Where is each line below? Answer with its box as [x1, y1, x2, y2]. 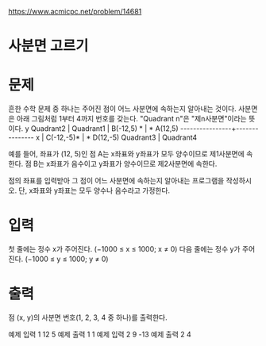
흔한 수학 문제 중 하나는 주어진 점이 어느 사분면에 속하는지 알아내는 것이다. [8, 104, 237, 113]
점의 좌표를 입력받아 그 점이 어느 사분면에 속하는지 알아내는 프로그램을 [8, 176, 225, 186]
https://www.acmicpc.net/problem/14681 [8, 7, 142, 16]
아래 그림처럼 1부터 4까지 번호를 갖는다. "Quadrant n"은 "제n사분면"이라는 [16, 114, 248, 124]
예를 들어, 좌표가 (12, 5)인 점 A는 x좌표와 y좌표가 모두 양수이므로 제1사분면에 [8, 149, 245, 159]
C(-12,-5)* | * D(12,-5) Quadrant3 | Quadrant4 [45, 133, 198, 142]
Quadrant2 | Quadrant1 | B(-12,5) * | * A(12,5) [30, 124, 179, 133]
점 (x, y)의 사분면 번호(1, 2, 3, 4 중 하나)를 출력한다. [8, 313, 168, 322]
